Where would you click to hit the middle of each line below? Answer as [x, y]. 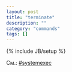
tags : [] [17, 34]
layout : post [22, 12]
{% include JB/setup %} [36, 51]
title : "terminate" [31, 17]
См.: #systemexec [29, 63]
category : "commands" [33, 28]
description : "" [26, 23]
